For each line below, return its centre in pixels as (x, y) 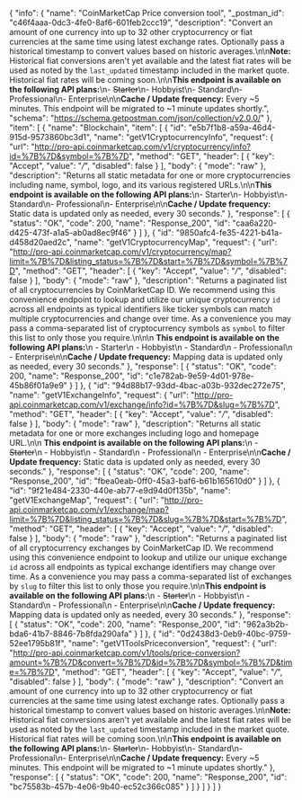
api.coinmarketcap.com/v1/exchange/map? (89, 510)
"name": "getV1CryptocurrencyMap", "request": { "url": (175, 242)
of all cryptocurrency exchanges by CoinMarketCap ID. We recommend (142, 548)
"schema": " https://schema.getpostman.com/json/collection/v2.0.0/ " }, (141, 118)
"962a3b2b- (266, 624)
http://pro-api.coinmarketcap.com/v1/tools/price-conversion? (127, 653)
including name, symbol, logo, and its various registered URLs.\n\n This (141, 185)
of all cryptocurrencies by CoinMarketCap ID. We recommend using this (142, 290)
